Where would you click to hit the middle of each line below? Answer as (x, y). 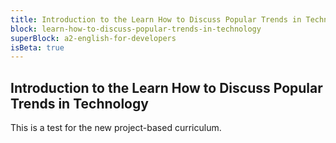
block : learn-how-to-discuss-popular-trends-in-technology (136, 29)
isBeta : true (37, 47)
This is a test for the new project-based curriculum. (116, 128)
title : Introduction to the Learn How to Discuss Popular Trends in (156, 19)
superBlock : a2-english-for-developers (93, 38)
